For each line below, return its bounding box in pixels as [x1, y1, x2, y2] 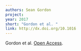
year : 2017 [5, 17, 29, 22]
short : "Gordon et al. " [5, 21, 58, 27]
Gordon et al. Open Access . [5, 40, 64, 46]
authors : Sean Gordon [5, 7, 51, 13]
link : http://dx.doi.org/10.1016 [5, 26, 76, 31]
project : [5, 12, 24, 17]
